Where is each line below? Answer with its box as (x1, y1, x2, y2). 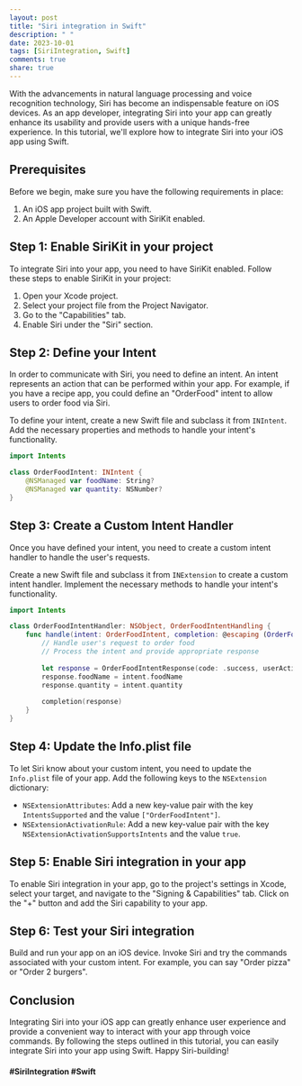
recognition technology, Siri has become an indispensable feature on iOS (9, 97, 280, 108)
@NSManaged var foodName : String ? (25, 477, 155, 486)
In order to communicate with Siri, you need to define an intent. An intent (9, 369, 279, 379)
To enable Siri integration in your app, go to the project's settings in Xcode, (9, 878, 287, 889)
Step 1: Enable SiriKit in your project (9, 240, 214, 255)
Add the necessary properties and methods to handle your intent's (9, 424, 256, 435)
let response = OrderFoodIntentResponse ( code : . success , (41, 663, 259, 672)
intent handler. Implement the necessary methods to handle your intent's (9, 579, 279, 589)
